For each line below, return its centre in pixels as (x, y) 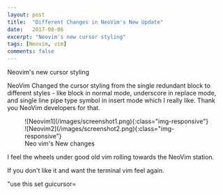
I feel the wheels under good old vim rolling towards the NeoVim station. (111, 157)
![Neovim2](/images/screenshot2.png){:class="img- (100, 128)
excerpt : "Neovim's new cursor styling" (67, 37)
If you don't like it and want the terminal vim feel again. (86, 170)
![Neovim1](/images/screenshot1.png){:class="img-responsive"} (117, 121)
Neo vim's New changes (60, 143)
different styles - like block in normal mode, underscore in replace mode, (112, 93)
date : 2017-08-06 (36, 29)
